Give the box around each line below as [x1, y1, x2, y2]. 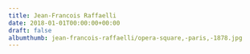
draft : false [8, 26, 52, 34]
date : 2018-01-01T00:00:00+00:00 [8, 19, 121, 27]
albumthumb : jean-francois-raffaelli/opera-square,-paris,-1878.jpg [8, 33, 243, 42]
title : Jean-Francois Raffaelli [8, 11, 117, 20]
